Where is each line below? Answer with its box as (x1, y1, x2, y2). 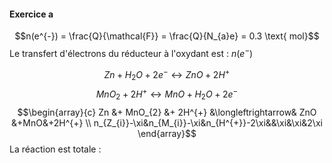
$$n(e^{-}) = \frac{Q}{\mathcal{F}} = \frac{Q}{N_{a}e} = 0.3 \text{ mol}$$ (14, 30, 320, 42)
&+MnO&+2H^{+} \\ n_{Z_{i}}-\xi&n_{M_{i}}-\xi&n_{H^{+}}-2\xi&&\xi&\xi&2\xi (11, 116, 323, 129)
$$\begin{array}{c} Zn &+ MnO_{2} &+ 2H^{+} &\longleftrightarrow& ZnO (17, 106, 317, 118)
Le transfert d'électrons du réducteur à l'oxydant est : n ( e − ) (9, 46, 254, 59)
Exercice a (9, 8, 54, 20)
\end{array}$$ (137, 127, 197, 139)
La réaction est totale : (9, 143, 102, 155)
